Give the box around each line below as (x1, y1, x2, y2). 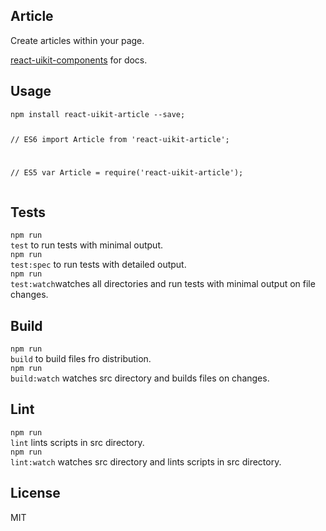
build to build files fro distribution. (10, 353, 152, 365)
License (10, 485, 61, 502)
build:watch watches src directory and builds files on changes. (10, 372, 270, 384)
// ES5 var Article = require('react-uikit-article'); (10, 168, 244, 178)
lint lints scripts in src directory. (10, 436, 145, 448)
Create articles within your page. (10, 34, 145, 46)
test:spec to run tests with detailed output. (10, 259, 187, 271)
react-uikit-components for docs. (10, 54, 148, 66)
